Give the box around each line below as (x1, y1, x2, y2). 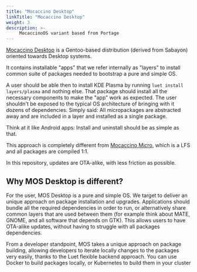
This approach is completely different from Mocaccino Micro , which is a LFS (6, 142, 191, 149)
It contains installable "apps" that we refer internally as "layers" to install (6, 64, 181, 71)
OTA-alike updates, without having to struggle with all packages (6, 223, 160, 230)
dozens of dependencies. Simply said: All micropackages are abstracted (6, 107, 181, 114)
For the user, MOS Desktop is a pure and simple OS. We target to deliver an (6, 192, 188, 199)
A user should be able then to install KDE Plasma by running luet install (6, 81, 184, 89)
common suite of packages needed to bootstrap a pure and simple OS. (6, 70, 178, 77)
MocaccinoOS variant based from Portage (19, 30, 119, 36)
